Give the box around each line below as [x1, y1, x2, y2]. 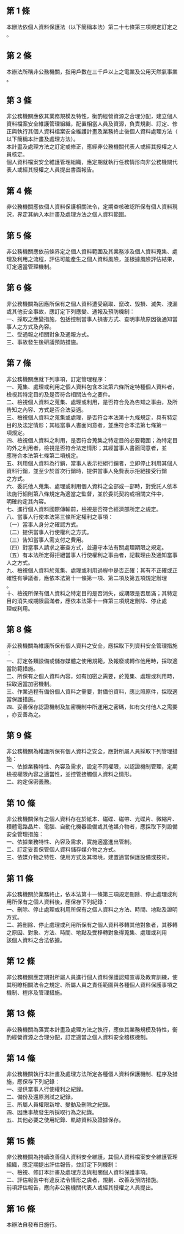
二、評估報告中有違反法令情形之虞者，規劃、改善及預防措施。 [6, 1176, 162, 1184]
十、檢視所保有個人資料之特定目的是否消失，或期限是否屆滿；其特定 [6, 589, 178, 597]
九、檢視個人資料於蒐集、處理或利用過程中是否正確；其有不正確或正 [6, 567, 178, 574]
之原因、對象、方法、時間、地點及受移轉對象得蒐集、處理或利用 [6, 929, 167, 936]
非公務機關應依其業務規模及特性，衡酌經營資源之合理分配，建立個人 [6, 113, 178, 120]
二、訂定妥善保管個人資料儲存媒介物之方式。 [6, 846, 119, 853]
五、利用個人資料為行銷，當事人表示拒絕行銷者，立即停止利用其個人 [6, 459, 178, 467]
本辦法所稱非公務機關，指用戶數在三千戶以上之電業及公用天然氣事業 [6, 68, 178, 75]
